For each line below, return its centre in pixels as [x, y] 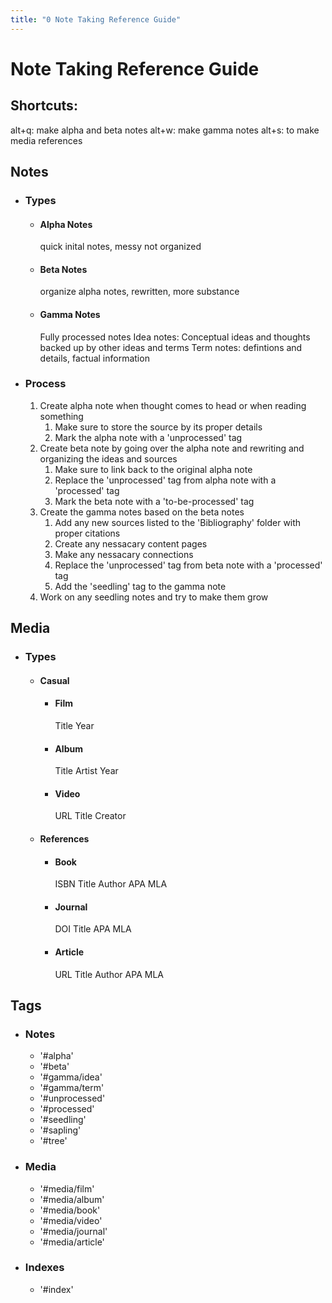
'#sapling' [60, 1130]
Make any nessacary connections [124, 554]
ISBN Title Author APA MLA [111, 884]
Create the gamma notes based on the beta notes [142, 512]
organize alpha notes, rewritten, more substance [139, 292]
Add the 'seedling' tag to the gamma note [140, 586]
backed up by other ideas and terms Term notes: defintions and [171, 347]
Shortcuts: [44, 106]
